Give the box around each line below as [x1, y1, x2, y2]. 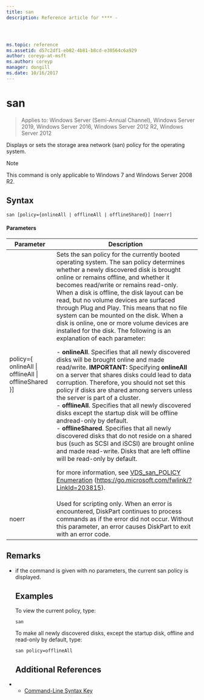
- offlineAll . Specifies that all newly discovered [56, 401, 191, 409]
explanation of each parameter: [56, 334, 146, 342]
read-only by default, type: [15, 636, 83, 643]
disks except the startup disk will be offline [56, 409, 178, 417]
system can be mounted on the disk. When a [56, 311, 183, 320]
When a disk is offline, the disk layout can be [56, 288, 183, 296]
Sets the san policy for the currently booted [56, 250, 180, 259]
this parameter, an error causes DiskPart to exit [56, 522, 191, 530]
